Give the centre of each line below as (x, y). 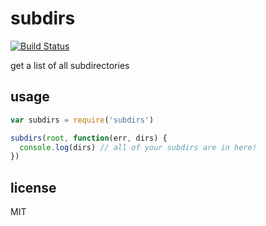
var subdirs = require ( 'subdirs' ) (82, 120)
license (33, 187)
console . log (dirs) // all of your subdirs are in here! (138, 147)
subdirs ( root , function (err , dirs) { (89, 138)
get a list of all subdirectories (70, 65)
